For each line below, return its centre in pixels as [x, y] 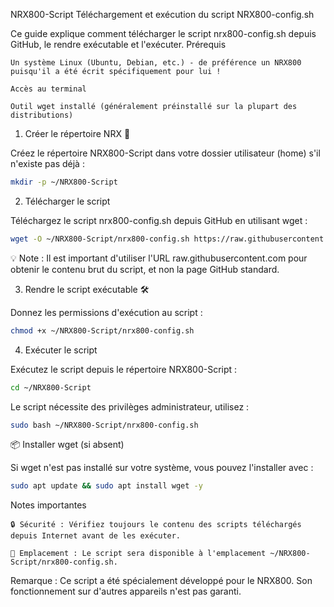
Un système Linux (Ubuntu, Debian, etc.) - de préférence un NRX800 [156, 63]
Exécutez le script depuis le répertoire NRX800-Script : [124, 369]
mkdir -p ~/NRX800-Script [64, 182]
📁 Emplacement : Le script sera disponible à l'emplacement [138, 554]
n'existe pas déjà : [47, 163]
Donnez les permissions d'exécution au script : [106, 312]
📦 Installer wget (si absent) [67, 445]
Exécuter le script [61, 350]
